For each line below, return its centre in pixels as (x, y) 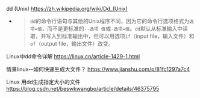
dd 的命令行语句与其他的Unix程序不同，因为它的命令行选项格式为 (110, 21)
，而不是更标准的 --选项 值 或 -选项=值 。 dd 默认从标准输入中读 (115, 29)
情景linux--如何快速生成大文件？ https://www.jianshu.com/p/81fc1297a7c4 (98, 69)
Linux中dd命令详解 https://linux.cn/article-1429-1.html (73, 56)
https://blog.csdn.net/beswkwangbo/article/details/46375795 (83, 89)
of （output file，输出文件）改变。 (72, 44)
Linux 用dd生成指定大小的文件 (43, 82)
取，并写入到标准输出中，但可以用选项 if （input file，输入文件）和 (112, 36)
